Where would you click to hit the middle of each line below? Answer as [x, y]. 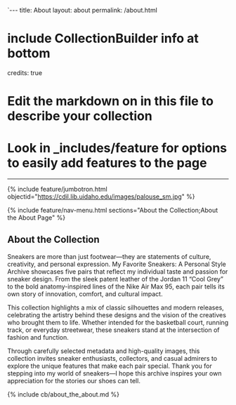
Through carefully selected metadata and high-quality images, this [104, 351]
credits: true [25, 72]
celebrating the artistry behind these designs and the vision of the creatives [117, 314]
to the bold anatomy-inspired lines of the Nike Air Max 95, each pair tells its [116, 286]
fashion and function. [38, 337]
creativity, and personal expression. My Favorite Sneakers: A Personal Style [117, 264]
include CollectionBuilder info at [103, 39]
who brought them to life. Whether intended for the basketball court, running [118, 322]
